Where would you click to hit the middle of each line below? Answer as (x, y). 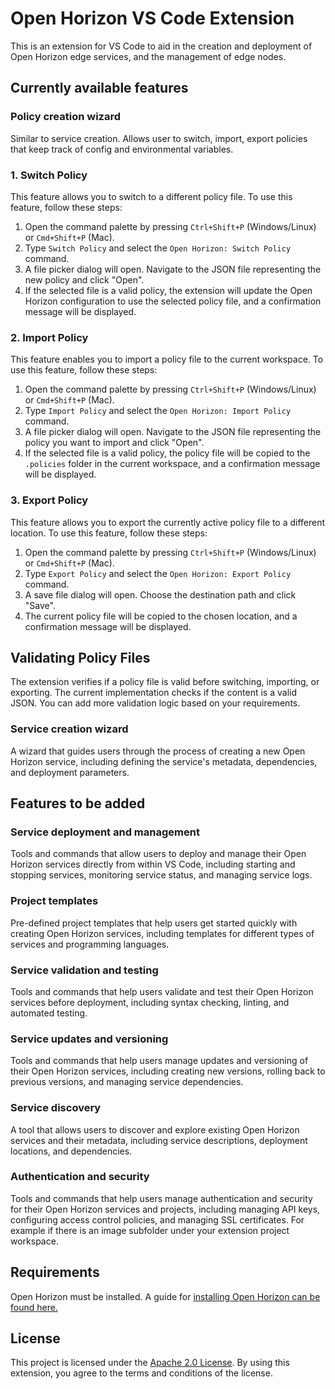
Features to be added (78, 803)
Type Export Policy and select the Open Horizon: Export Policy (158, 573)
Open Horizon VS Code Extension (152, 18)
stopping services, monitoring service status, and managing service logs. (161, 875)
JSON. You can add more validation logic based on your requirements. (155, 703)
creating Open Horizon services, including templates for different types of (162, 933)
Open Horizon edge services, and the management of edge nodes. (148, 56)
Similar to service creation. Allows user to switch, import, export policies (159, 138)
